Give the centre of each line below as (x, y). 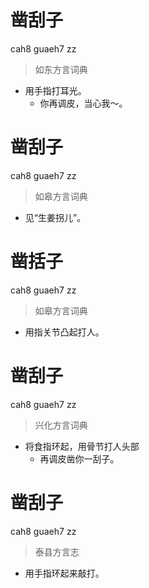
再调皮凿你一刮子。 (79, 458)
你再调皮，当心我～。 (83, 103)
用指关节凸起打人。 (64, 332)
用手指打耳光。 (55, 90)
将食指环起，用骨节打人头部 (82, 446)
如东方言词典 (61, 69)
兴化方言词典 (61, 425)
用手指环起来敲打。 (64, 573)
